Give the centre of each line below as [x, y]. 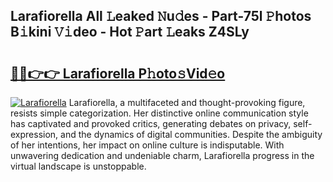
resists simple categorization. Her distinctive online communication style [159, 113]
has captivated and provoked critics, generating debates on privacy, [151, 123]
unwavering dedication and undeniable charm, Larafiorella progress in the [162, 155]
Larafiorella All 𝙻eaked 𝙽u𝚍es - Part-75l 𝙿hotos [161, 16]
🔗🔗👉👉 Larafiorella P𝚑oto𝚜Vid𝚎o [118, 73]
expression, [34, 134]
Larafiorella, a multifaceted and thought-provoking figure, [187, 102]
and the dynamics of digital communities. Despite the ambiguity [191, 134]
